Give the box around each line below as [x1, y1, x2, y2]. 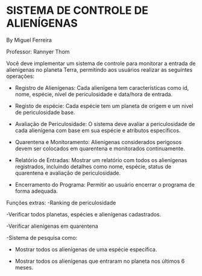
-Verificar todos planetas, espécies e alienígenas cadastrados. [6, 210, 162, 218]
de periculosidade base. [14, 108, 75, 116]
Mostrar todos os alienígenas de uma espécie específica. [14, 245, 157, 253]
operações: [6, 72, 35, 80]
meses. [14, 263, 34, 271]
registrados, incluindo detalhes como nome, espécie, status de [14, 163, 172, 170]
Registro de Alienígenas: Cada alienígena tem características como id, [14, 84, 189, 91]
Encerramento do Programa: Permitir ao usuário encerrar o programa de [14, 181, 195, 188]
